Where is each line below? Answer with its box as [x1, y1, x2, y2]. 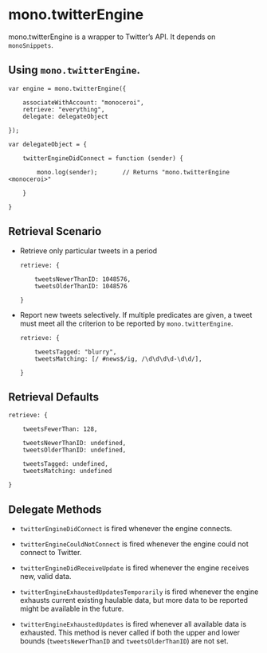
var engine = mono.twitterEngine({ [8, 84, 127, 92]
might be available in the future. [19, 604, 124, 614]
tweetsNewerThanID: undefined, [22, 440, 127, 448]
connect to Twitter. [19, 548, 82, 557]
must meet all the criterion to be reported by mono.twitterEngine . [19, 319, 234, 328]
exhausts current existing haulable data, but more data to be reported [19, 596, 249, 605]
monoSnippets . [8, 40, 53, 49]
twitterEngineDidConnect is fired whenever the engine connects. [19, 524, 233, 534]
